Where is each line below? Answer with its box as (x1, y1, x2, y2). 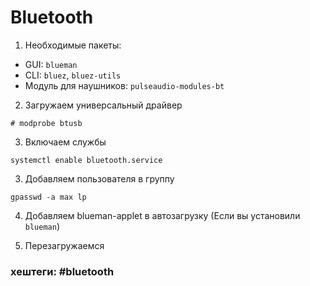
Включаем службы (24, 136, 107, 148)
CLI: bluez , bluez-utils (24, 69, 122, 81)
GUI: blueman (24, 58, 78, 70)
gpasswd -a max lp (10, 192, 87, 202)
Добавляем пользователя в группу (24, 172, 175, 185)
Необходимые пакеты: (24, 39, 122, 51)
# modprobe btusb (10, 118, 83, 128)
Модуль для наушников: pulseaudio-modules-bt (24, 79, 225, 91)
